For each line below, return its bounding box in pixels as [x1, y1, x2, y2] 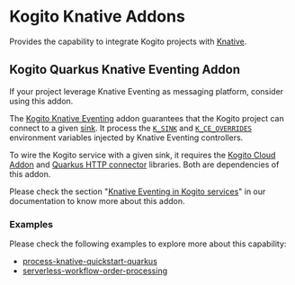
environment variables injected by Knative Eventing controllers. [9, 132, 244, 143]
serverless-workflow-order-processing [22, 265, 168, 276]
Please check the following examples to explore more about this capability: [9, 238, 287, 249]
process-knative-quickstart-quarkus [22, 256, 157, 267]
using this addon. [9, 95, 74, 106]
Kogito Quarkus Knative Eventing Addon [9, 62, 241, 77]
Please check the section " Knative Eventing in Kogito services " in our [9, 186, 266, 197]
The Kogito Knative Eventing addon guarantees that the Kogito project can [9, 112, 285, 123]
